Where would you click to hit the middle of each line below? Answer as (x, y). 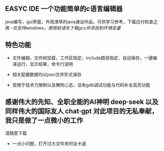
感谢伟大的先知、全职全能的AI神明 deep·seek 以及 (82, 102)
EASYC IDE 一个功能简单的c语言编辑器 (64, 9)
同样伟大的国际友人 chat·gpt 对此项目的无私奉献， (82, 111)
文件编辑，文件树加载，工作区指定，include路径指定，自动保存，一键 (82, 58)
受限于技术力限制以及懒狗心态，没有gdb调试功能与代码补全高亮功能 (81, 85)
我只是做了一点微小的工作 (44, 121)
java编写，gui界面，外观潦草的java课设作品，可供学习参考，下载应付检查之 (82, 22)
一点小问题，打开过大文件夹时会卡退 (49, 144)
